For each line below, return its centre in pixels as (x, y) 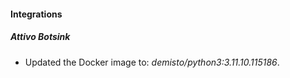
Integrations (36, 14)
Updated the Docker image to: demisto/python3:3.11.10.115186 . (152, 62)
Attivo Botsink (40, 37)
